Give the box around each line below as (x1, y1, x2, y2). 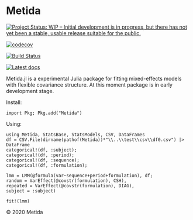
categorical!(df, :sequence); (6, 157, 80, 163)
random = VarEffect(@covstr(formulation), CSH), (6, 177, 127, 184)
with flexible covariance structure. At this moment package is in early (6, 81, 173, 88)
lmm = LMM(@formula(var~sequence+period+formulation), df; (6, 173, 153, 178)
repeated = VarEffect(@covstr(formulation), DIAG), (6, 183, 135, 188)
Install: (6, 98, 22, 106)
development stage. (6, 87, 54, 94)
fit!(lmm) (6, 198, 30, 204)
